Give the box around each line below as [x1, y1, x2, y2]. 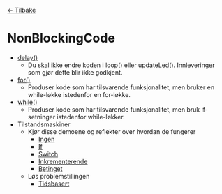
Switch [38, 149, 58, 158]
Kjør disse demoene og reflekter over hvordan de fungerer [27, 127, 196, 135]
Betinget [38, 164, 63, 173]
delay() [17, 53, 38, 61]
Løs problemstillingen [27, 172, 90, 180]
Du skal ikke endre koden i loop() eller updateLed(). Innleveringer [27, 61, 215, 69]
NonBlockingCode [7, 31, 115, 46]
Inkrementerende [38, 157, 88, 165]
